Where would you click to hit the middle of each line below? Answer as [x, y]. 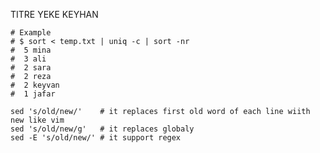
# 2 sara [31, 68]
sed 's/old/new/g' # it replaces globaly [102, 129]
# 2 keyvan [35, 85]
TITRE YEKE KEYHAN [54, 14]
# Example [31, 33]
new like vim [37, 120]
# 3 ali [28, 59]
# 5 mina [31, 50]
